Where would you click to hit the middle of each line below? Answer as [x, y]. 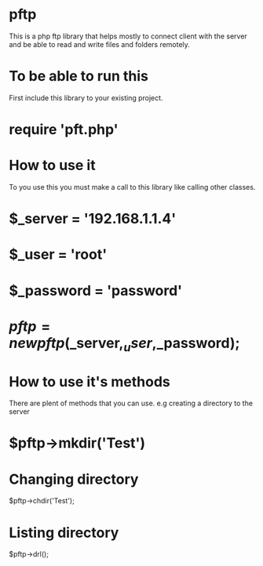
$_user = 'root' [58, 254]
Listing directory [64, 533]
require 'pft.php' [64, 130]
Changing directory [74, 479]
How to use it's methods [90, 381]
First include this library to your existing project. [86, 98]
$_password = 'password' [96, 290]
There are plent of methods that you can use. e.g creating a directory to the [131, 403]
